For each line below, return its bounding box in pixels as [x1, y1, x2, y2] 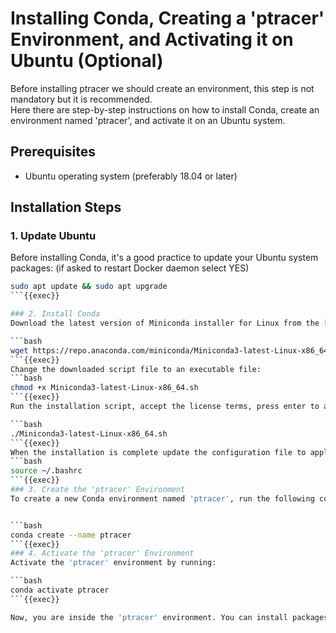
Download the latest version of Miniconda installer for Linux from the [10, 318, 320, 329]
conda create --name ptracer [10, 530, 132, 540]
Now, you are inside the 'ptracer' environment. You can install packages [10, 612, 329, 622]
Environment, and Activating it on [10, 28, 294, 51]
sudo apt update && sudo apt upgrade [10, 282, 168, 292]
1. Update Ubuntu [10, 229, 97, 243]
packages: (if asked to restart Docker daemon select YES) [10, 262, 250, 274]
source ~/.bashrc [10, 466, 83, 476]
